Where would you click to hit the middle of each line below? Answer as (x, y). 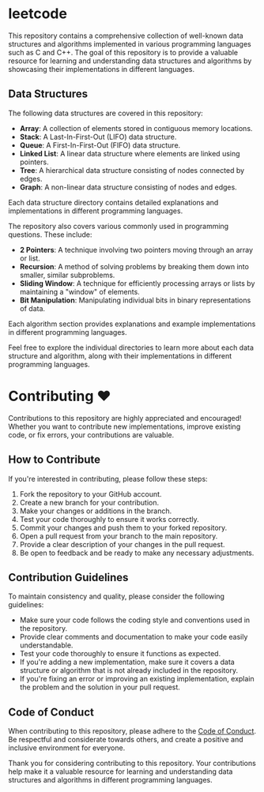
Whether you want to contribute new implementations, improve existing (124, 426)
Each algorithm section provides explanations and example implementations (132, 324)
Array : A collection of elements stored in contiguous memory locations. (136, 128)
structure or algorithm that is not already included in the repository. (129, 670)
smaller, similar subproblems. (67, 275)
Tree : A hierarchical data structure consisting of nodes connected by (132, 170)
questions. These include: (50, 235)
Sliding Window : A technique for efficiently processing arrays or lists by (137, 283)
